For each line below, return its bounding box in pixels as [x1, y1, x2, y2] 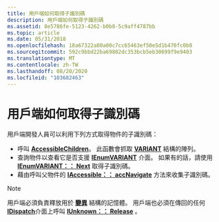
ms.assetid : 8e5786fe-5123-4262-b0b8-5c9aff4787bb [7, 23, 156, 30]
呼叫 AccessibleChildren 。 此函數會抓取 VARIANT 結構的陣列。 [17, 145, 200, 153]
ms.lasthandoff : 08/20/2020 [7, 68, 88, 74]
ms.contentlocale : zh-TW [7, 61, 79, 68]
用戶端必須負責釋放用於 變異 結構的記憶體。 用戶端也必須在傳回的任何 [7, 199, 205, 207]
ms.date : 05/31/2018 [7, 36, 67, 43]
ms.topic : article [7, 29, 60, 37]
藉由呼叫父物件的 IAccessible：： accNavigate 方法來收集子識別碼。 [17, 170, 214, 179]
